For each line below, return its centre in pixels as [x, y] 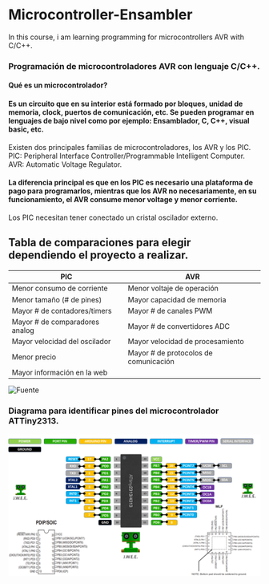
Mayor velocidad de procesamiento [186, 342]
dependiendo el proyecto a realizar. [98, 255]
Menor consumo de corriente [60, 288]
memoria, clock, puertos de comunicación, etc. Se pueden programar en [131, 112]
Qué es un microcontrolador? [58, 85]
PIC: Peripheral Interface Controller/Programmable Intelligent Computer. [127, 156]
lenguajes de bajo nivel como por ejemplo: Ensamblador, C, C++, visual [129, 121]
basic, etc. [26, 129]
